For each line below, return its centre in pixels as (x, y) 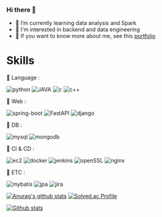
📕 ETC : (16, 172)
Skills (21, 61)
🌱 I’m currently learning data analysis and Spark (76, 23)
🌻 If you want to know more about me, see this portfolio (85, 36)
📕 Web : (16, 101)
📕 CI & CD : (21, 149)
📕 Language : (23, 78)
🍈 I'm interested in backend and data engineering (77, 29)
